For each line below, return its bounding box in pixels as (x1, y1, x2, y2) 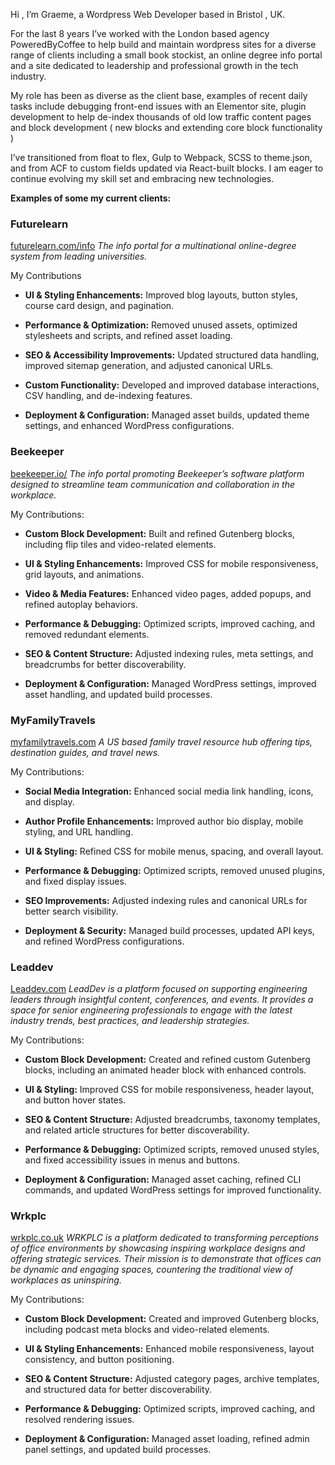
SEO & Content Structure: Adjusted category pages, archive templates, (24, 1373, 320, 1385)
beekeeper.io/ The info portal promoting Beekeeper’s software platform (10, 467, 305, 479)
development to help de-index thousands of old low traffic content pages (10, 111, 312, 123)
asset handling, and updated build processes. (24, 688, 213, 700)
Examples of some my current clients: (10, 192, 172, 204)
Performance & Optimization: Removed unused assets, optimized (24, 319, 298, 331)
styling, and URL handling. (24, 825, 134, 838)
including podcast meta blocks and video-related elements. (24, 1324, 270, 1336)
